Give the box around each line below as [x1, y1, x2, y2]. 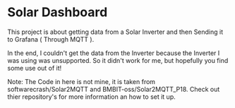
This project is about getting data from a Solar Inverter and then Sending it [7, 28, 224, 36]
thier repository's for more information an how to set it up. [7, 92, 176, 101]
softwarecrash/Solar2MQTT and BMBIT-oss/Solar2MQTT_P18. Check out [7, 85, 220, 93]
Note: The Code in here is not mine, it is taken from [7, 77, 156, 85]
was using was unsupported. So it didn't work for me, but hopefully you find [7, 56, 229, 64]
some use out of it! [7, 64, 62, 72]
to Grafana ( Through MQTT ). [7, 35, 95, 43]
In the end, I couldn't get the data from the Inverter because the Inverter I [7, 49, 220, 57]
